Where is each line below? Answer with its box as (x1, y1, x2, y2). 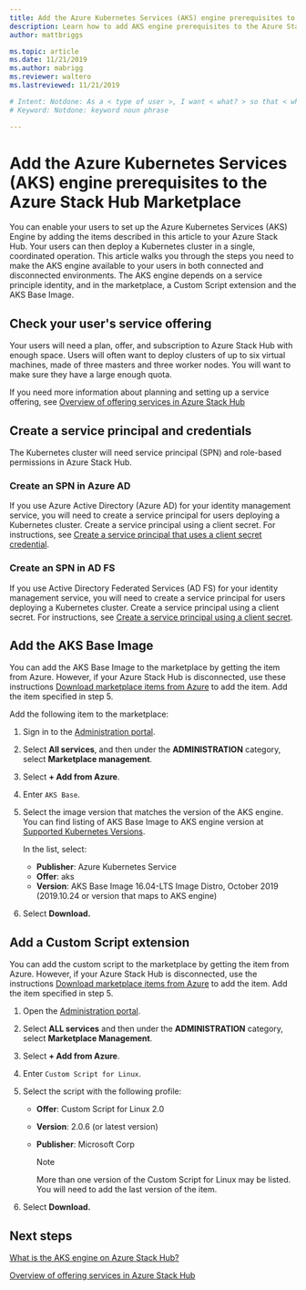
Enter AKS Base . (22, 789, 80, 800)
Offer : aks (36, 872, 75, 882)
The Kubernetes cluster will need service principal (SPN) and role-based (9, 448, 282, 459)
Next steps (9, 1228, 73, 1244)
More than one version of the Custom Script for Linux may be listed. (36, 1174, 291, 1185)
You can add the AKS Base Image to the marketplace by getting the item (9, 662, 280, 673)
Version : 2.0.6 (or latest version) (36, 1121, 159, 1132)
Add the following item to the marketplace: (9, 708, 169, 720)
